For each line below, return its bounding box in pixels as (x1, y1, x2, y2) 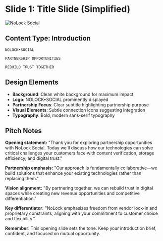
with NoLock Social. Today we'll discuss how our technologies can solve (5, 145, 153, 151)
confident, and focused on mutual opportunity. (5, 231, 101, 237)
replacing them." (5, 176, 39, 182)
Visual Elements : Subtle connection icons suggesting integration (12, 107, 145, 113)
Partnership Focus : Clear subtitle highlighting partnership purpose (12, 101, 149, 107)
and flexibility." (5, 216, 36, 222)
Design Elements (5, 78, 58, 87)
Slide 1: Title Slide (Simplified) (5, 3, 130, 15)
